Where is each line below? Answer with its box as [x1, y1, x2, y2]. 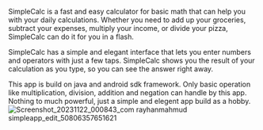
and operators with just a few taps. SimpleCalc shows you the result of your [8, 55, 255, 65]
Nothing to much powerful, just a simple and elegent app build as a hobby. [8, 97, 251, 105]
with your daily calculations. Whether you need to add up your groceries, [8, 15, 246, 25]
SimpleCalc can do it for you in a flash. [8, 32, 135, 41]
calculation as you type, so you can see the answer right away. [8, 64, 214, 74]
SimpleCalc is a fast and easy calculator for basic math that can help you [8, 7, 246, 16]
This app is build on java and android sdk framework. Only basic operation [8, 79, 251, 89]
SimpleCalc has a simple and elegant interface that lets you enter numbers [8, 48, 252, 56]
